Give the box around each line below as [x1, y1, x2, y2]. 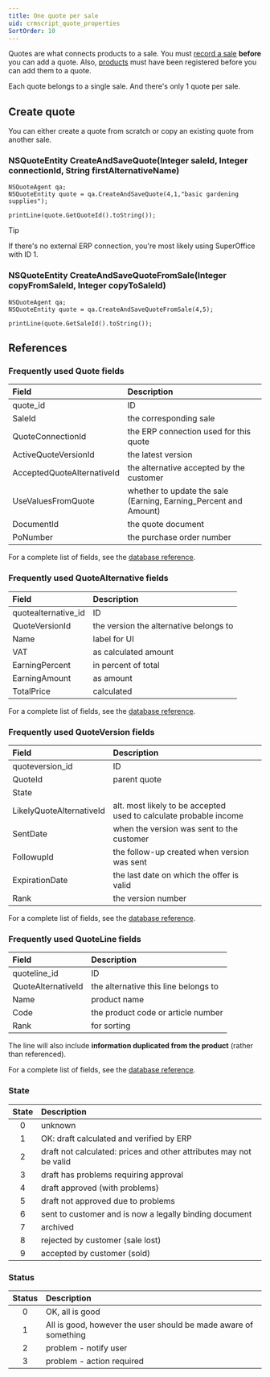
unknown [40, 1119, 76, 1130]
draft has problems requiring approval [40, 1169, 183, 1180]
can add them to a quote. [8, 66, 92, 76]
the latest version [127, 449, 193, 460]
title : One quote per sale [8, 11, 99, 20]
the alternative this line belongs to [91, 981, 219, 992]
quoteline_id [12, 968, 59, 979]
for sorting [91, 1020, 131, 1031]
